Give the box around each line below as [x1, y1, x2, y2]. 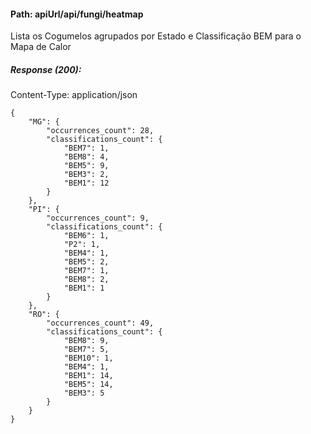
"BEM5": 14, [63, 380, 114, 390]
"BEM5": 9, [63, 161, 110, 171]
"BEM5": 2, [63, 257, 110, 267]
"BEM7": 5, [63, 345, 110, 355]
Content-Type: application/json [10, 89, 138, 101]
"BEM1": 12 [63, 178, 110, 189]
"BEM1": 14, [63, 371, 114, 381]
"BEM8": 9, [63, 336, 110, 346]
